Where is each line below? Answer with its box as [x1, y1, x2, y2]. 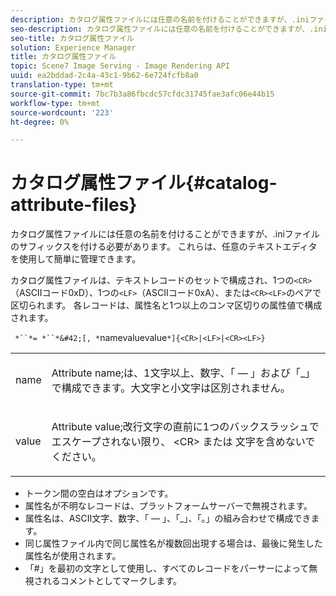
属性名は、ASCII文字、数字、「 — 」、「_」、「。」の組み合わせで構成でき [24, 512, 312, 525]
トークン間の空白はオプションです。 [24, 487, 174, 500]
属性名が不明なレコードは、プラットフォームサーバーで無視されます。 [24, 500, 313, 512]
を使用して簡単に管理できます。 [10, 253, 142, 265]
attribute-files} [10, 194, 138, 216]
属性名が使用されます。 [24, 550, 122, 562]
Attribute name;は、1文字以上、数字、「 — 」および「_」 [51, 366, 316, 380]
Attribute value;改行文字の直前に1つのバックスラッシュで [51, 420, 320, 434]
